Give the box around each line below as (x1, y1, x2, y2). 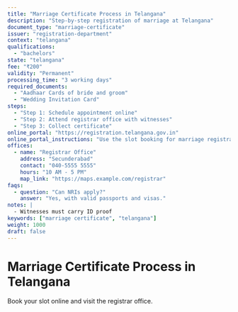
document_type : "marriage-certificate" (7, 23, 125, 30)
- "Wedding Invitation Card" (13, 96, 100, 104)
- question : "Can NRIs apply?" (13, 189, 106, 196)
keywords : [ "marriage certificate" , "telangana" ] (7, 215, 157, 222)
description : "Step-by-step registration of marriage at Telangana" (7, 17, 214, 24)
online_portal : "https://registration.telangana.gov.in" (7, 129, 179, 136)
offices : (7, 143, 33, 150)
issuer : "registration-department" (7, 30, 113, 38)
